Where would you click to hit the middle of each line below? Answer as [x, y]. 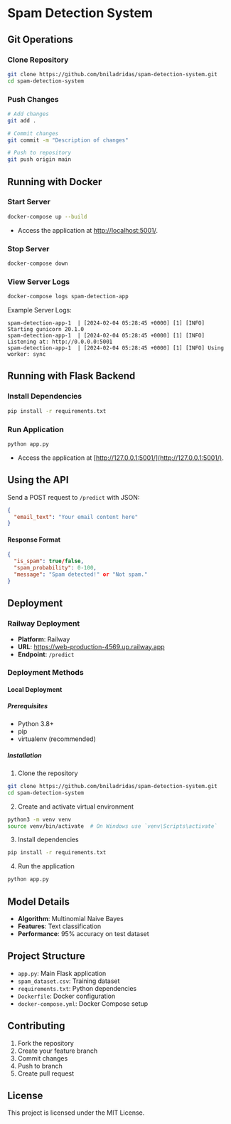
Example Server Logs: [40, 310]
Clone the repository [48, 773]
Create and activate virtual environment [75, 807]
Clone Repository [38, 60]
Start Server [29, 202]
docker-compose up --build [47, 216]
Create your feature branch [58, 1051]
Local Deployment [35, 690]
